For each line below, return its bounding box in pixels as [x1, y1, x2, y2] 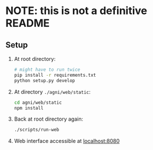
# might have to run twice [14, 67, 81, 73]
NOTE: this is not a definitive [5, 4, 148, 18]
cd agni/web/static [14, 100, 62, 105]
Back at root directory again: [14, 115, 84, 122]
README [5, 16, 50, 30]
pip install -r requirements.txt [14, 72, 97, 78]
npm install [14, 105, 44, 111]
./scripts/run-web [14, 127, 59, 133]
